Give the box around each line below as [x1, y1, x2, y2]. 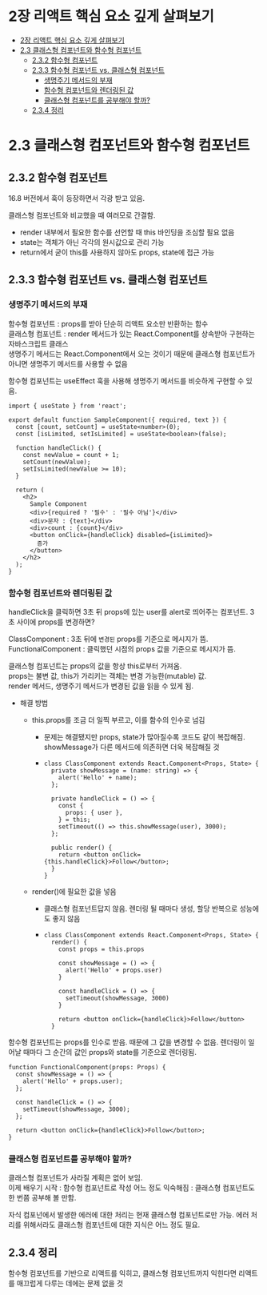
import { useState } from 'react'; [8, 402, 127, 410]
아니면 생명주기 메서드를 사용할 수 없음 [8, 359, 128, 368]
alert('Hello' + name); [58, 773, 137, 781]
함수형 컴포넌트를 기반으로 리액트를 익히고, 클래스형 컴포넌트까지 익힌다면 [8, 1269, 237, 1278]
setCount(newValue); [22, 458, 91, 466]
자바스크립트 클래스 [8, 339, 69, 348]
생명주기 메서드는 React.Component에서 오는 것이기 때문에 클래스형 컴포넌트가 [8, 349, 256, 359]
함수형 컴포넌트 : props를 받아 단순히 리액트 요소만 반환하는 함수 [8, 319, 209, 328]
